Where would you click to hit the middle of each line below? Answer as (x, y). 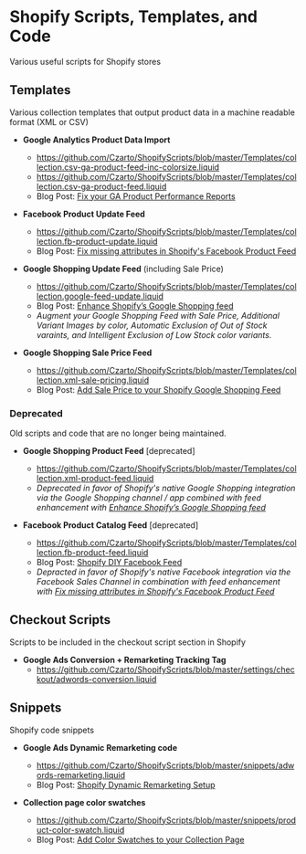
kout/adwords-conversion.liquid (96, 679)
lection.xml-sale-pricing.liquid (93, 380)
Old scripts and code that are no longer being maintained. (118, 433)
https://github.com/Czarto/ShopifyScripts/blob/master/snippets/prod (166, 820)
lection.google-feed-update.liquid (100, 296)
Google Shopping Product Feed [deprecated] (109, 451)
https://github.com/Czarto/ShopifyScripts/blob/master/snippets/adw (165, 765)
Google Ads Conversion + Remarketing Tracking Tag (124, 659)
